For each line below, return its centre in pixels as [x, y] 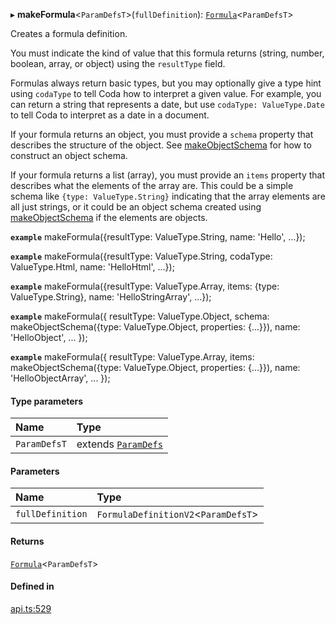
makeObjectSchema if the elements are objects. [109, 217]
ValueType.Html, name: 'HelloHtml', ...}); [92, 267]
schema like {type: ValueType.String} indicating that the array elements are [168, 196]
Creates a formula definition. [69, 33]
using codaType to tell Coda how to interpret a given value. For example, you [166, 93]
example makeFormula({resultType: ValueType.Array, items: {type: [145, 286]
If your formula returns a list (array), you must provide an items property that [168, 175]
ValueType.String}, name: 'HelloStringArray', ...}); [111, 297]
